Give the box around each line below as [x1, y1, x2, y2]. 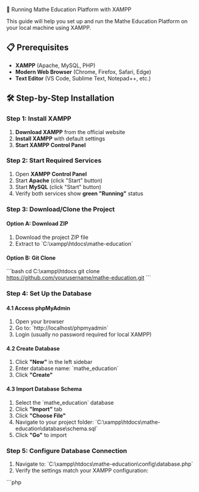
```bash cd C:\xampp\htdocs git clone [6, 268, 100, 275]
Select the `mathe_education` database [15, 399, 114, 406]
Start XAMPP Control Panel [15, 141, 86, 149]
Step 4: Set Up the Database [6, 290, 92, 298]
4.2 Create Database [6, 344, 60, 352]
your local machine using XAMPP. [6, 24, 92, 31]
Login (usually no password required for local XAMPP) [15, 331, 152, 338]
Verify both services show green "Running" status [15, 190, 143, 197]
